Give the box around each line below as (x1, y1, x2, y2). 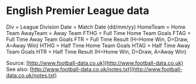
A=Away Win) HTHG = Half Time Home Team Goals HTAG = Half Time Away (6, 42, 190, 49)
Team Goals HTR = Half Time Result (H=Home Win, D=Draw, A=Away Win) (6, 48, 187, 55)
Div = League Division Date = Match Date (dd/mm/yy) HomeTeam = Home (6, 23, 186, 30)
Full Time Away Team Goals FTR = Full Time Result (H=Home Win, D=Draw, (6, 36, 189, 43)
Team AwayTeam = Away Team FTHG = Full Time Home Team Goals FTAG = (6, 29, 191, 36)
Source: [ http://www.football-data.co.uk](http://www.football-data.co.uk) (6, 60, 184, 66)
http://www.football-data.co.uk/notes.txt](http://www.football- (31, 65, 182, 72)
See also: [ (6, 65, 32, 72)
